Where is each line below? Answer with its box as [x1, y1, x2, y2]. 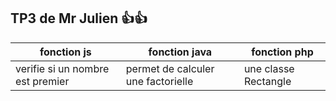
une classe [243, 61, 295, 75]
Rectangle [243, 74, 292, 88]
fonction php [251, 45, 314, 59]
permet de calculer [125, 61, 215, 75]
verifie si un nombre [15, 61, 110, 75]
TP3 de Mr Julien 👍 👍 [10, 10, 148, 27]
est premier [15, 74, 70, 88]
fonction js [39, 45, 92, 59]
